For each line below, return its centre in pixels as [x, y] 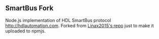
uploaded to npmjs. [25, 31]
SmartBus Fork [29, 8]
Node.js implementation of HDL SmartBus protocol [58, 20]
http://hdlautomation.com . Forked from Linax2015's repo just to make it [80, 25]
